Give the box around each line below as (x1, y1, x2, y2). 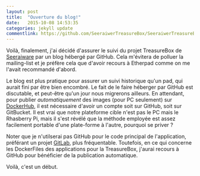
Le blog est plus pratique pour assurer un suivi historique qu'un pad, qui (6, 78, 183, 85)
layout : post (6, 8, 39, 15)
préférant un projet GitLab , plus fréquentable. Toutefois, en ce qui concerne (6, 139, 192, 146)
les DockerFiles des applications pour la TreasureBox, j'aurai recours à (6, 146, 180, 153)
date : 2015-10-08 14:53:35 (6, 20, 79, 25)
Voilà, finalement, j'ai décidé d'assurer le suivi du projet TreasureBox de (6, 47, 182, 54)
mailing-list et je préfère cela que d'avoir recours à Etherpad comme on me (6, 60, 190, 67)
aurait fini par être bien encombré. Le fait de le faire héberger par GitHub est (6, 84, 193, 91)
